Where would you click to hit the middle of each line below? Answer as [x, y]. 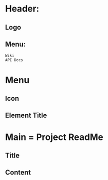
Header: [22, 9]
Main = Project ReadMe [54, 137]
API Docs [14, 60]
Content [18, 173]
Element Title [26, 116]
